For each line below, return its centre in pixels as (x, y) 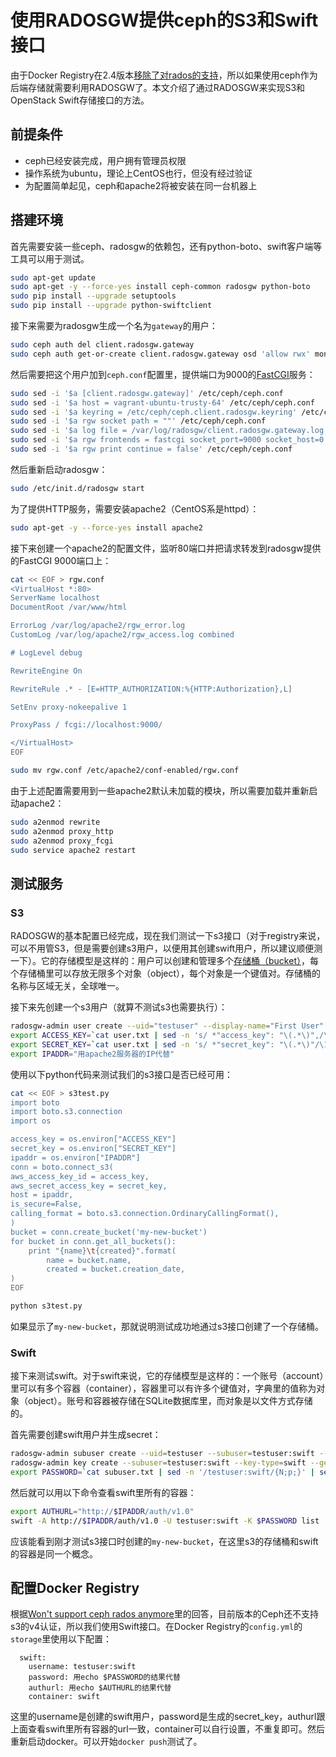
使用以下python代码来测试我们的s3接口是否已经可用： (121, 1074)
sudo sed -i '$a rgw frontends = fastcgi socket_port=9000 (136, 440)
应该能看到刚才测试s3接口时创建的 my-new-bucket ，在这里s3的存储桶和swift (164, 1541)
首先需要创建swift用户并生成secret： (86, 1435)
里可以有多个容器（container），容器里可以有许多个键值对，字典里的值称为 (163, 1388)
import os (31, 1121)
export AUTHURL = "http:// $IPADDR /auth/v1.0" (102, 1511)
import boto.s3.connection (66, 1112)
